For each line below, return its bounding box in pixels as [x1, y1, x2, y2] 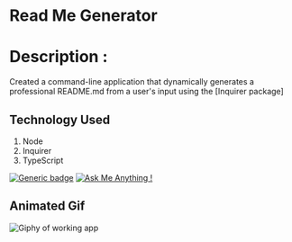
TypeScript [22, 155, 64, 166]
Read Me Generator [9, 5, 158, 26]
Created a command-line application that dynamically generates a [9, 76, 255, 87]
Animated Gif [9, 199, 86, 214]
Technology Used [9, 112, 111, 127]
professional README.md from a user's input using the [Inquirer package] [9, 86, 284, 97]
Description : [9, 47, 108, 67]
